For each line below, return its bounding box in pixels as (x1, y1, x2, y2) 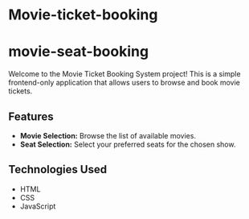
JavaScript (19, 201, 56, 211)
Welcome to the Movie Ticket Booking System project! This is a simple (8, 69, 241, 79)
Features (8, 109, 54, 123)
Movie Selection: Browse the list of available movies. (19, 130, 197, 140)
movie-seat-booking (8, 43, 149, 61)
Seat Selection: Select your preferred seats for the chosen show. (19, 139, 236, 149)
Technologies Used (8, 163, 107, 176)
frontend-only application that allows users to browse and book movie (8, 78, 241, 88)
